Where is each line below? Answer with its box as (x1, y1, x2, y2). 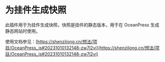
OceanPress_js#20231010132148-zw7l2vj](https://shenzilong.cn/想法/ (11, 45, 156, 51)
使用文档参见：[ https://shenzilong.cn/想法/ (5, 38, 93, 45)
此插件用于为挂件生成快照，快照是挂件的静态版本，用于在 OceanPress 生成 (5, 22, 160, 28)
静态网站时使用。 (5, 28, 40, 34)
